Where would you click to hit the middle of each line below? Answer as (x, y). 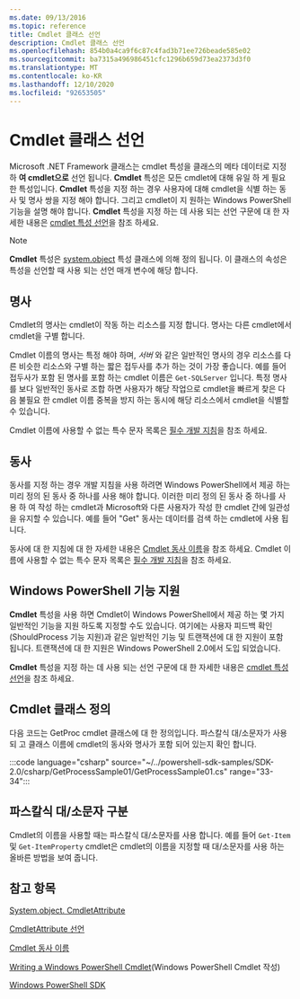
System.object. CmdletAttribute (67, 911)
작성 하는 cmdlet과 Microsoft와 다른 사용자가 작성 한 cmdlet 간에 (152, 508)
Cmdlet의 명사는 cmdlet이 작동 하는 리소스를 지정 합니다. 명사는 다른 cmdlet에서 (150, 325)
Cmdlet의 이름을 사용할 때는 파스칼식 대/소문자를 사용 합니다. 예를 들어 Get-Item (150, 835)
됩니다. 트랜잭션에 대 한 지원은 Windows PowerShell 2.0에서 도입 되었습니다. (145, 648)
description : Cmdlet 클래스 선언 (67, 43)
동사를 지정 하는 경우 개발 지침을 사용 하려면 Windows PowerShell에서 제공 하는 (150, 485)
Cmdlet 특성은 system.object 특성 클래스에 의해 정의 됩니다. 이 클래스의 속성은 (148, 259)
